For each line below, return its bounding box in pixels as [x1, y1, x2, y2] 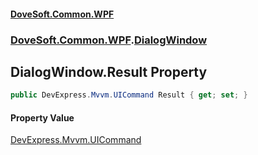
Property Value [10, 111, 75, 124]
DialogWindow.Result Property [10, 63, 208, 80]
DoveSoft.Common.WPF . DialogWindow [10, 33, 208, 47]
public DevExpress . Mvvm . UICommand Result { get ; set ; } [10, 90, 248, 100]
